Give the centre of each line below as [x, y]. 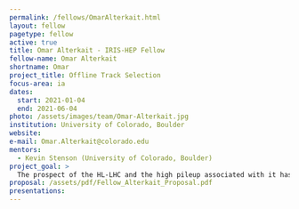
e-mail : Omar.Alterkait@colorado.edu [79, 141]
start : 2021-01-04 [52, 100]
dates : [21, 92]
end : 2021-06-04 [47, 109]
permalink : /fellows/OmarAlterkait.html [85, 17]
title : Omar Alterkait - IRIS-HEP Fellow [87, 51]
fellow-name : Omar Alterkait [63, 59]
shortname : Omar [39, 68]
